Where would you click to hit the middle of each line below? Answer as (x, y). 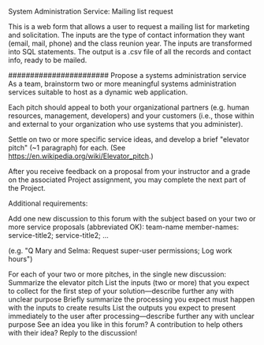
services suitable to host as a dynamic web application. (98, 92)
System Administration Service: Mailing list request (91, 11)
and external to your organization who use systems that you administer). (126, 124)
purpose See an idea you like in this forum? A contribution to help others (126, 325)
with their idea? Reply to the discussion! (73, 333)
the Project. (27, 188)
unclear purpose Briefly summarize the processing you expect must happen (132, 299)
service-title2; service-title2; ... (58, 235)
